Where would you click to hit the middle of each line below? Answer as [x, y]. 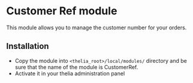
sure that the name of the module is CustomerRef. [76, 67]
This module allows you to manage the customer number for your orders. [96, 27]
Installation [28, 46]
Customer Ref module [62, 11]
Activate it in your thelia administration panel [70, 73]
